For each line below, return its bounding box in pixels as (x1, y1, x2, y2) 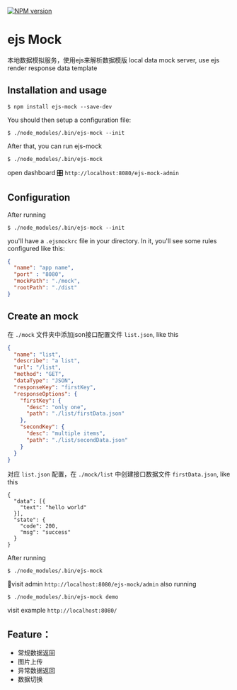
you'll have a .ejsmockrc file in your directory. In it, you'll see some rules (7, 236, 217, 245)
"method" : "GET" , (13, 371, 65, 378)
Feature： (7, 628, 52, 640)
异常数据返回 (17, 667, 55, 675)
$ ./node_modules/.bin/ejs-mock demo (7, 594, 119, 601)
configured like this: (7, 244, 65, 252)
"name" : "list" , (13, 351, 62, 358)
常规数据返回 (17, 649, 55, 657)
